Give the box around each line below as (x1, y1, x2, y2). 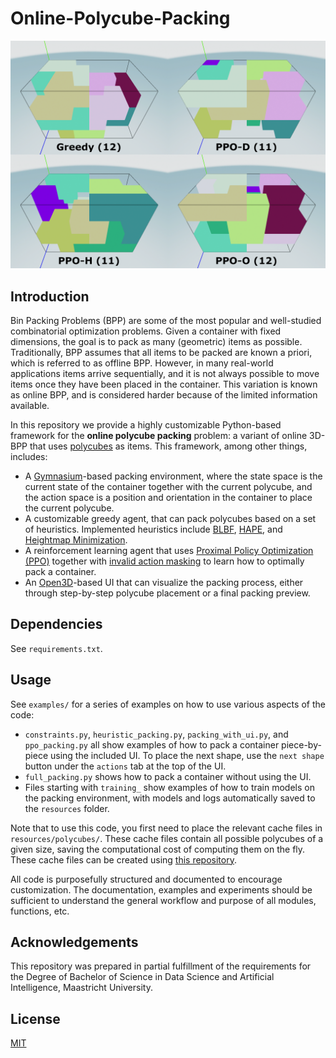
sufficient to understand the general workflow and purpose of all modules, (10, 894, 317, 906)
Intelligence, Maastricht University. (10, 982, 153, 994)
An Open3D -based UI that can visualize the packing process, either (24, 576, 304, 588)
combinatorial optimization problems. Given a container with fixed (10, 325, 282, 337)
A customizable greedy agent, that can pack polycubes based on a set (24, 512, 317, 524)
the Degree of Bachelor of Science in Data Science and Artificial (10, 971, 275, 983)
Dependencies (10, 616, 103, 633)
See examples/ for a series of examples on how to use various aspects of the (10, 698, 326, 710)
